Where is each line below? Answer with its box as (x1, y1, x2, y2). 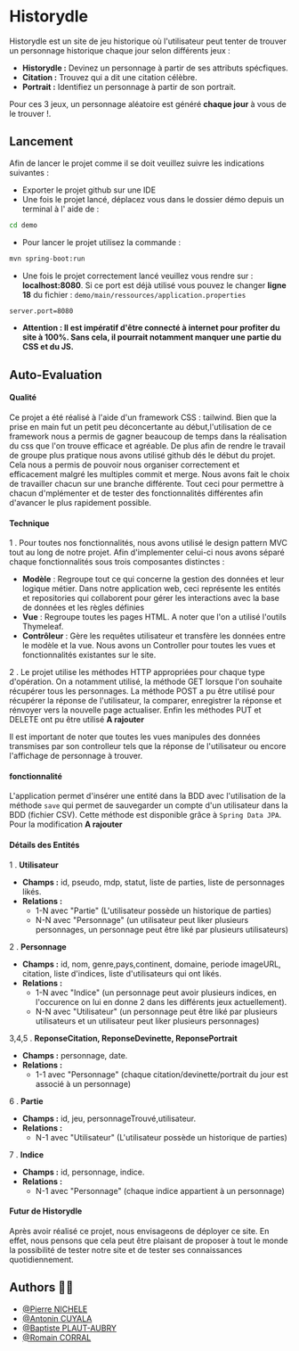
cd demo (9, 220, 38, 229)
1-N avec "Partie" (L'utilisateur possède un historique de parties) (35, 905, 272, 916)
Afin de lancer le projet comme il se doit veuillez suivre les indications (9, 158, 265, 169)
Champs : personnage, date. (21, 1050, 128, 1060)
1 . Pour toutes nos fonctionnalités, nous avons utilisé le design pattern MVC (9, 538, 287, 548)
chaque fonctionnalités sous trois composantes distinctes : (9, 556, 225, 567)
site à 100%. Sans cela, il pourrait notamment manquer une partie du (21, 332, 282, 342)
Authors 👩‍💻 (9, 1280, 74, 1295)
